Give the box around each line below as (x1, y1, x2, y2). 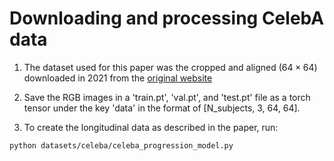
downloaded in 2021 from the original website (23, 72, 213, 84)
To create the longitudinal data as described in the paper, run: (23, 121, 279, 133)
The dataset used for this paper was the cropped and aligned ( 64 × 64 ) (23, 61, 318, 73)
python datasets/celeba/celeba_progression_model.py (9, 140, 234, 151)
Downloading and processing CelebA (9, 7, 325, 30)
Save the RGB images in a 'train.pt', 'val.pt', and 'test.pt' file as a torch (23, 91, 311, 103)
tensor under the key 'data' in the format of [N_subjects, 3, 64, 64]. (23, 102, 301, 114)
